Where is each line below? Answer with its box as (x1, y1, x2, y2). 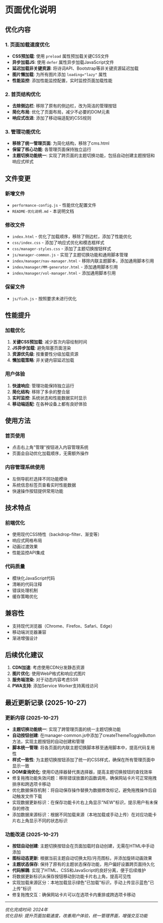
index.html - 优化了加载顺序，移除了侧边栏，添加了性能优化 (12, 233, 132, 239)
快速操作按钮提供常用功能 (12, 488, 64, 494)
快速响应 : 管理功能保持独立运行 (12, 383, 74, 388)
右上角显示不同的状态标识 (16, 818, 68, 824)
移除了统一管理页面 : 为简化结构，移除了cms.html (12, 140, 110, 146)
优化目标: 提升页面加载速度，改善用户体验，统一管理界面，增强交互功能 (5, 913, 148, 919)
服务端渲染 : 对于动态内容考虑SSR (12, 677, 79, 683)
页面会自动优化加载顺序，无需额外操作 (12, 450, 89, 456)
